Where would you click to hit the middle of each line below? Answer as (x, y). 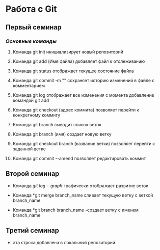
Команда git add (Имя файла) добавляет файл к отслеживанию (79, 61)
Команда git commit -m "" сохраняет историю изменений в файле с (83, 80)
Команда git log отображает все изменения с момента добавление (83, 95)
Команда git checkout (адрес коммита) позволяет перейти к (76, 110)
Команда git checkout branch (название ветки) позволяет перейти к (84, 143)
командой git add (31, 100)
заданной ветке (29, 149)
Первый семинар (34, 27)
